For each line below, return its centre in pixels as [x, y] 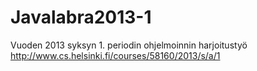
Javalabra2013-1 [81, 17]
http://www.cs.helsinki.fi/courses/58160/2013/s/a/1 [115, 55]
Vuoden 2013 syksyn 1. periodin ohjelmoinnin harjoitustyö [129, 45]
